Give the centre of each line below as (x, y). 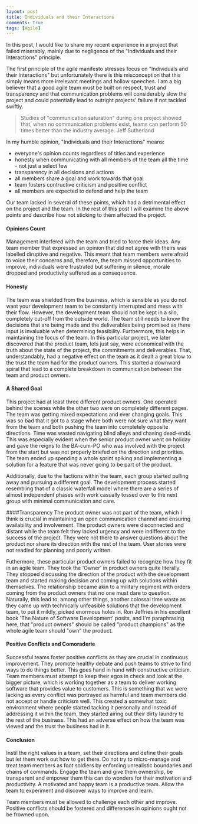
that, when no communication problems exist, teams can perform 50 (104, 124)
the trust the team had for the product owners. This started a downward (93, 362)
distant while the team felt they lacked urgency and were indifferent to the (96, 531)
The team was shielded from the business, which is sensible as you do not (96, 299)
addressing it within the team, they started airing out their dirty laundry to (95, 714)
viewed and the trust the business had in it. (58, 727)
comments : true (25, 22)
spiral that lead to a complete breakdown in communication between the (94, 369)
